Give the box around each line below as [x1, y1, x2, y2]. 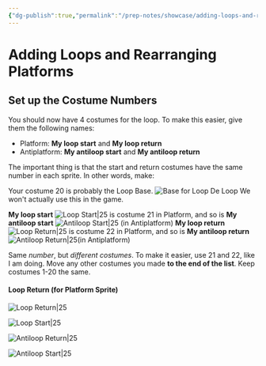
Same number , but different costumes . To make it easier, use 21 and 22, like [8, 250, 256, 259]
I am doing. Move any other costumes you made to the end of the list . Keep [8, 258, 256, 268]
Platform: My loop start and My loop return [19, 138, 162, 148]
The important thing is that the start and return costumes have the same [8, 162, 243, 172]
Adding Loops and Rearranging [8, 45, 217, 63]
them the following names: [8, 123, 95, 133]
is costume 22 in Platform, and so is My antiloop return [68, 226, 249, 236]
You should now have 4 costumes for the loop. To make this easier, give [8, 115, 243, 124]
